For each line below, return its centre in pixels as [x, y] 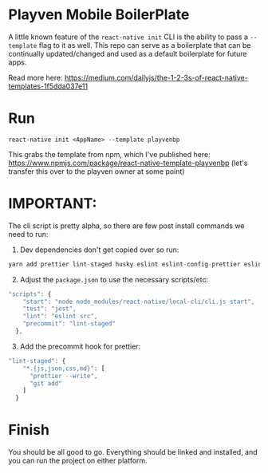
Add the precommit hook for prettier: [80, 346]
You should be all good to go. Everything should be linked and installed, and [133, 452]
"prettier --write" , [63, 376]
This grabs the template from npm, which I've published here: [109, 154]
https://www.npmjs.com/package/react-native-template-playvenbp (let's [128, 163]
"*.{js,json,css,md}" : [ [64, 369]
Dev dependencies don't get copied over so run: [99, 250]
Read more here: [35, 77]
